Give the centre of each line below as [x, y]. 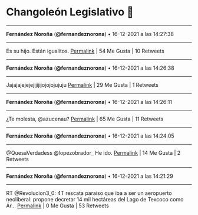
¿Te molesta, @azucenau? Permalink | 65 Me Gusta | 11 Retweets [85, 119]
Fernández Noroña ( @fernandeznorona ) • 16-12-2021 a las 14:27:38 [90, 34]
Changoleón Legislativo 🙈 [70, 12]
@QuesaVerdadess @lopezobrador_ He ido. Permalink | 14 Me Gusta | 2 [93, 152]
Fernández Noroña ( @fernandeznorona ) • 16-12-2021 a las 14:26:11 [89, 102]
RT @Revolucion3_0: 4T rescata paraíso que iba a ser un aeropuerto [89, 193]
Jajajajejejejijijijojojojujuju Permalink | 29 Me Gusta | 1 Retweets [82, 84]
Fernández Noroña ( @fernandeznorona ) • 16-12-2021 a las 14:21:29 [90, 176]
